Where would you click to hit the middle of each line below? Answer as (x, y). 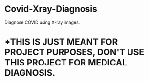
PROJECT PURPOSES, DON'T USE (74, 52)
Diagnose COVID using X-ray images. (42, 22)
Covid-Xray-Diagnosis (51, 9)
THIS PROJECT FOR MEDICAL (66, 63)
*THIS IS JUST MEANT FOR (61, 42)
